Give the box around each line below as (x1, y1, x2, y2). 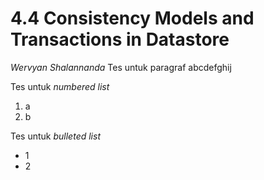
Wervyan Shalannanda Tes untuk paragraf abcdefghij (10, 61, 232, 73)
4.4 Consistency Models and (10, 7, 255, 30)
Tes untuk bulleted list (10, 130, 101, 142)
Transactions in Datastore (10, 28, 230, 51)
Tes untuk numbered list (10, 80, 110, 92)
